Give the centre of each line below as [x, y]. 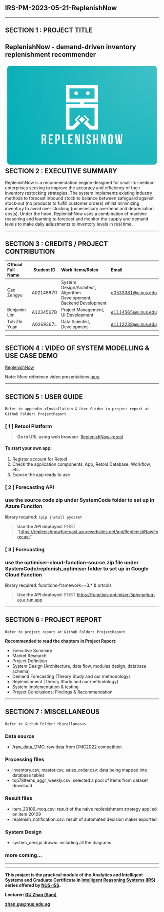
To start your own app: [29, 448]
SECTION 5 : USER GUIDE [44, 397]
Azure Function [24, 506]
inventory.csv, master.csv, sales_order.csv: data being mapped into [80, 770]
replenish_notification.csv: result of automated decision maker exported [84, 819]
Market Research [29, 655]
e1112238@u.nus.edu [134, 324]
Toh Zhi [15, 322]
